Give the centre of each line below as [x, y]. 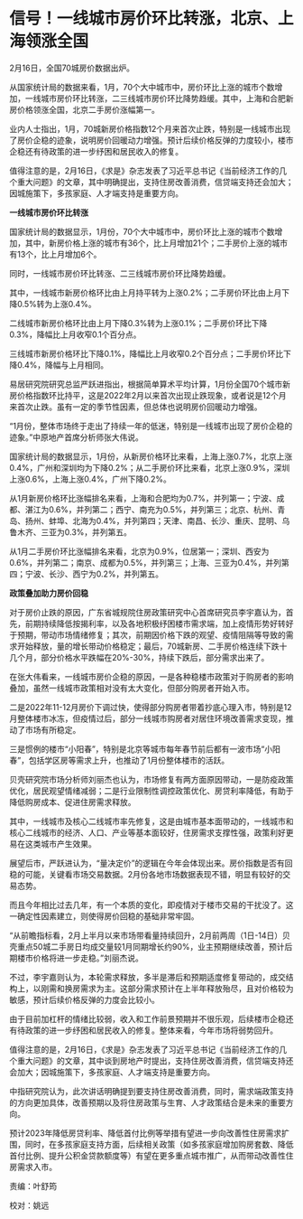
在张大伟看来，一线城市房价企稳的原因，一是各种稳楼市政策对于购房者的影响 [151, 676]
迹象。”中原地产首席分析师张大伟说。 [77, 437]
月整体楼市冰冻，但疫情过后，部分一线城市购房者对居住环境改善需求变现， [147, 718]
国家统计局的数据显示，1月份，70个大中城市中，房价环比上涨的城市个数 [142, 231]
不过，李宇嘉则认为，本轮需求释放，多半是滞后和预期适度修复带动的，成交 [147, 977]
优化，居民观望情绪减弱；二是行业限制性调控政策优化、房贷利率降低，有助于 [151, 791]
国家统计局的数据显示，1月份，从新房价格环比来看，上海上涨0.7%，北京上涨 [151, 456]
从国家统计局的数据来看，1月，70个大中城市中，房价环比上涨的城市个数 [142, 87]
